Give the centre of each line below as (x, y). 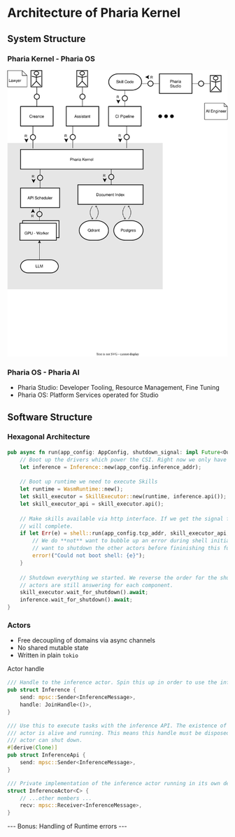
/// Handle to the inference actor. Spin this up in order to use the (112, 683)
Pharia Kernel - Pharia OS (51, 59)
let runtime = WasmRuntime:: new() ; (72, 489)
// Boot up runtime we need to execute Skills (89, 482)
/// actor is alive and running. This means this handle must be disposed (119, 733)
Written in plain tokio (48, 655)
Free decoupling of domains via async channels (86, 640)
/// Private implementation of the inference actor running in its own (114, 783)
